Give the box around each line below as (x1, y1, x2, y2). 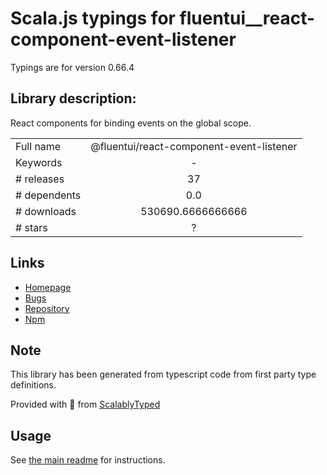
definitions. (10, 379, 57, 391)
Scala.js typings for (10, 7, 176, 30)
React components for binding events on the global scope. (10, 117, 252, 129)
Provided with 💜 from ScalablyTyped (10, 398, 161, 411)
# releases (15, 172, 65, 186)
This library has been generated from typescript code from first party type (10, 368, 317, 381)
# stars (15, 220, 48, 234)
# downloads (15, 204, 77, 218)
